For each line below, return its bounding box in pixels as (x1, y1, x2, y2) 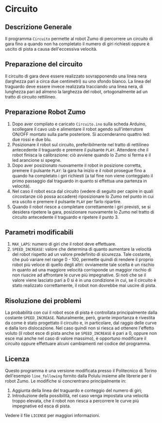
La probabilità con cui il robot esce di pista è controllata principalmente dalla (5, 309, 158, 315)
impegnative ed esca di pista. (12, 403, 71, 409)
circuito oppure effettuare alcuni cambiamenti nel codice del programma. (5, 341, 151, 346)
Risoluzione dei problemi (5, 296, 81, 305)
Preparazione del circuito (5, 60, 83, 69)
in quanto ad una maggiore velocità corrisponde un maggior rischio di (12, 267, 152, 273)
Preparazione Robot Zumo (5, 108, 86, 116)
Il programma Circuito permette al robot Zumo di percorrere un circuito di (5, 36, 153, 41)
